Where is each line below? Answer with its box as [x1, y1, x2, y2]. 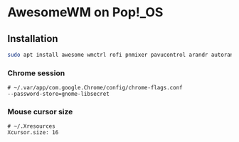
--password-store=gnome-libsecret [7, 90, 110, 98]
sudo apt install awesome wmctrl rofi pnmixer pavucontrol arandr [7, 51, 208, 58]
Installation [7, 33, 58, 45]
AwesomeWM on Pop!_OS [7, 4, 164, 21]
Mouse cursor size [7, 107, 73, 117]
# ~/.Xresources [7, 123, 55, 130]
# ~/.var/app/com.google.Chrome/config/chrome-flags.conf [7, 84, 183, 92]
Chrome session [7, 68, 65, 78]
